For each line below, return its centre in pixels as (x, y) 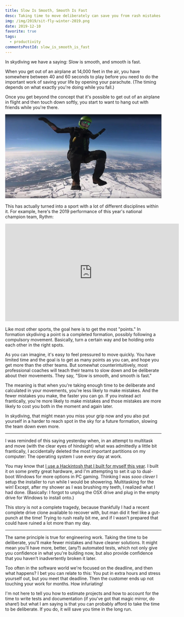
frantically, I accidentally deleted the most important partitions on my (75, 451)
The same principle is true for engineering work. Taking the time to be (76, 537)
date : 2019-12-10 (23, 26)
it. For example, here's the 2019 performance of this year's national (74, 211)
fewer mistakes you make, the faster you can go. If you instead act (73, 395)
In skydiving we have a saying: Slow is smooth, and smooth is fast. (73, 61)
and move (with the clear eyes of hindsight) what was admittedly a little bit (81, 446)
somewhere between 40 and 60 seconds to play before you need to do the (82, 76)
